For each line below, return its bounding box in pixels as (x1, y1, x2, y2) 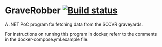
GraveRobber (5, 5, 61, 16)
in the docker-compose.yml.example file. (5, 36, 89, 42)
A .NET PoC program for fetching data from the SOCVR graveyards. (5, 21, 143, 27)
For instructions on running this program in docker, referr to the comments (5, 31, 157, 37)
